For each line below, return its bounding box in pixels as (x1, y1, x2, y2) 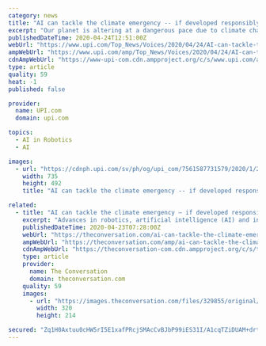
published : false (8, 85, 66, 93)
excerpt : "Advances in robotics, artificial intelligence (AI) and (22, 215, 249, 224)
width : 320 (36, 304, 73, 313)
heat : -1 (8, 78, 37, 86)
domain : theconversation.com (28, 275, 126, 283)
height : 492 (22, 180, 62, 188)
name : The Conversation (28, 268, 108, 276)
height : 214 (36, 312, 77, 320)
